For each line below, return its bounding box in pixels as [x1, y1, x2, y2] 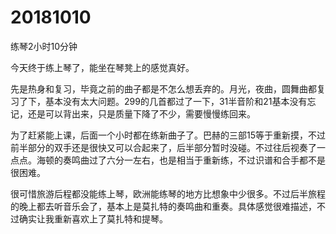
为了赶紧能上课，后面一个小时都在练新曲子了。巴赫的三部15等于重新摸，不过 [10, 129, 326, 141]
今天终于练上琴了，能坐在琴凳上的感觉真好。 [10, 61, 195, 73]
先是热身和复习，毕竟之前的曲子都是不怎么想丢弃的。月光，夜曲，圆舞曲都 [10, 82, 317, 95]
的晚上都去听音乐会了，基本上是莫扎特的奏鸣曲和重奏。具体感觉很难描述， [10, 200, 317, 212]
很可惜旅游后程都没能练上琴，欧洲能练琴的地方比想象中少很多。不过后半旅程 [10, 187, 326, 200]
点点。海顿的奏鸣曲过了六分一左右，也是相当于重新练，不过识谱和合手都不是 [10, 154, 326, 166]
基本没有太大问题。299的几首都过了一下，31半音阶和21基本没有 [44, 95, 308, 107]
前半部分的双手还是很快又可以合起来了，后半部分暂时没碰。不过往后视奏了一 [10, 141, 326, 153]
